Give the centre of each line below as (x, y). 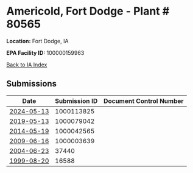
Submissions (31, 84)
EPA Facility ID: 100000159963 (45, 52)
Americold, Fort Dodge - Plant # (88, 11)
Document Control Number (143, 101)
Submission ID (76, 101)
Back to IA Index (27, 65)
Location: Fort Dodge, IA (37, 41)
